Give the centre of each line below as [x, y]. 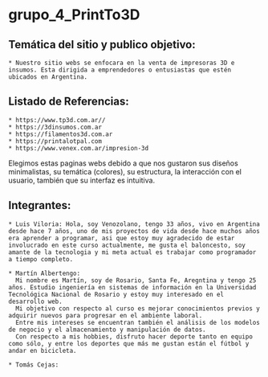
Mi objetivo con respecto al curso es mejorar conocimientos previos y [138, 308]
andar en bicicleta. [43, 350]
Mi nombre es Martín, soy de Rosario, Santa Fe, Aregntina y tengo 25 [136, 280]
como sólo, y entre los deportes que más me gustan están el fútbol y [129, 343]
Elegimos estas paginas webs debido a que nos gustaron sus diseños [123, 163]
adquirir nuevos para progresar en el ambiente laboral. [106, 315]
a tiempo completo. [41, 259]
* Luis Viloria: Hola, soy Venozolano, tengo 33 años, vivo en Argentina [134, 224]
